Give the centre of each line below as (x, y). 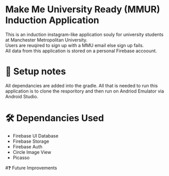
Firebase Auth (27, 146)
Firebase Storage (31, 141)
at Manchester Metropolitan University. (47, 40)
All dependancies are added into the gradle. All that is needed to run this (81, 85)
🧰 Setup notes (36, 71)
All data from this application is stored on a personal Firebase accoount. (81, 51)
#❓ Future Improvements (31, 168)
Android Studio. (22, 96)
